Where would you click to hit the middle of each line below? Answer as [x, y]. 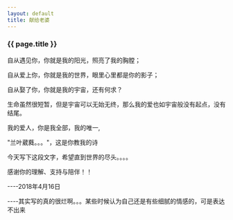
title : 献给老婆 [28, 20]
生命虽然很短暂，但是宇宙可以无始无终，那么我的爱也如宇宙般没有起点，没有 [116, 104]
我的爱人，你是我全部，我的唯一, [54, 127]
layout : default [31, 13]
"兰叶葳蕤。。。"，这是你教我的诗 [53, 142]
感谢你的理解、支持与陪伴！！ [50, 172]
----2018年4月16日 [34, 186]
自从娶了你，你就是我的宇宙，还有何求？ [65, 89]
